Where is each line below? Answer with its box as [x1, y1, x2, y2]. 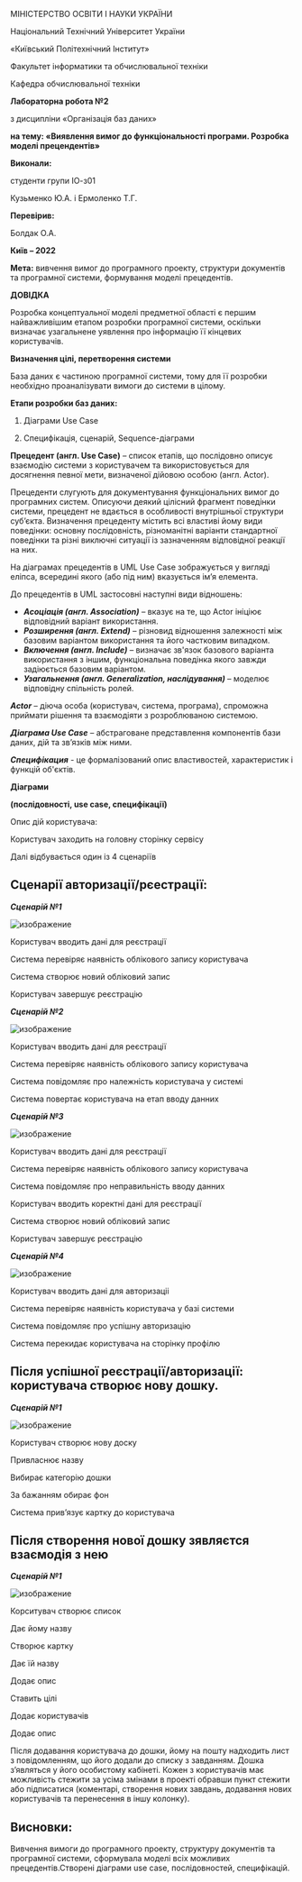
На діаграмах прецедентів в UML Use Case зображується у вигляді [10, 562, 270, 572]
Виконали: [10, 158, 52, 169]
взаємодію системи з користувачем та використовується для [10, 460, 250, 470]
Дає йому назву [10, 1623, 73, 1634]
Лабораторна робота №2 [10, 96, 109, 106]
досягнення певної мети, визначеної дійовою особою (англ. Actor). [10, 470, 270, 480]
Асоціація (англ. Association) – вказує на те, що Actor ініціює [23, 607, 262, 617]
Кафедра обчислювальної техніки [10, 78, 141, 89]
